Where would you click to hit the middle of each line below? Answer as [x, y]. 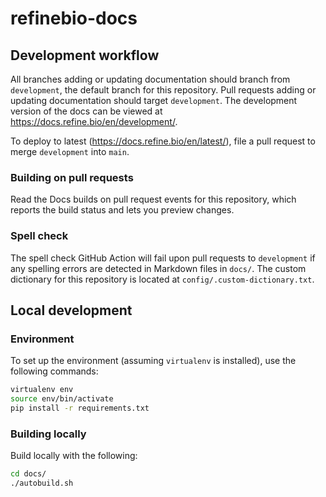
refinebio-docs [74, 18]
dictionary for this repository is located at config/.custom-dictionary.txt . [162, 279]
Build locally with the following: [74, 456]
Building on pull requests [72, 177]
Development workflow [85, 55]
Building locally [48, 434]
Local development [71, 310]
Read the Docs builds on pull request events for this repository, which [153, 199]
